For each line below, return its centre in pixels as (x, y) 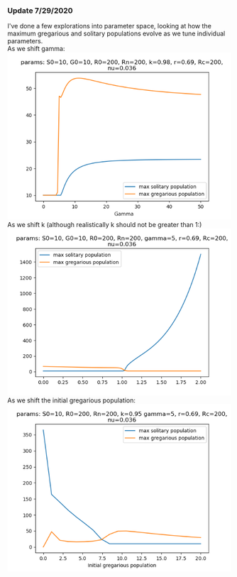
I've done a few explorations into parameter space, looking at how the (109, 26)
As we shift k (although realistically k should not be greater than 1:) (105, 224)
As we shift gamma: (36, 49)
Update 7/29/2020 (40, 11)
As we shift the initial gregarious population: (72, 400)
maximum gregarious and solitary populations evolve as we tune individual (116, 33)
